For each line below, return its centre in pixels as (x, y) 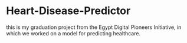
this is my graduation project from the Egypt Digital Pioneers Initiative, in (94, 27)
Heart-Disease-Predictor (68, 11)
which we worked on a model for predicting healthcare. (73, 33)
